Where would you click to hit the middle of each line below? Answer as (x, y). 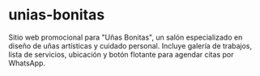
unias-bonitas (57, 15)
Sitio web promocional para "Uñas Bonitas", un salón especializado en (126, 37)
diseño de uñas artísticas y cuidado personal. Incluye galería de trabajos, (130, 45)
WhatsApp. (27, 63)
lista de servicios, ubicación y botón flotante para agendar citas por (121, 54)
